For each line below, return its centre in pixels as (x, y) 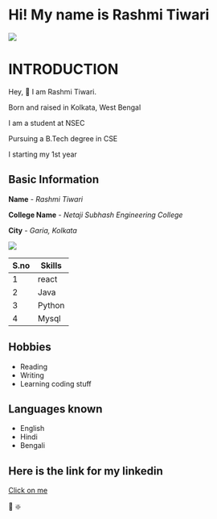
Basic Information (54, 180)
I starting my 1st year (43, 154)
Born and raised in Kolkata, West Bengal (75, 107)
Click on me (28, 491)
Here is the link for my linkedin (86, 471)
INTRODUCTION (63, 69)
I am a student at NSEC (47, 123)
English (32, 429)
